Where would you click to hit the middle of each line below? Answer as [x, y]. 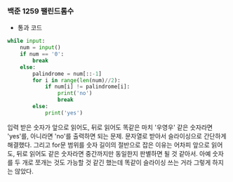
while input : [26, 41]
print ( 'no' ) [75, 93]
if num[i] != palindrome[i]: [87, 87]
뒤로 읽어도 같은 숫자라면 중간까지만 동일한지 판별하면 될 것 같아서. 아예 [114, 153]
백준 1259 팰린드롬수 [41, 11]
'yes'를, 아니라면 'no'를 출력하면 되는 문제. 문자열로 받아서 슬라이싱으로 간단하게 [117, 136]
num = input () [40, 48]
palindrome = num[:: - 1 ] [67, 74]
